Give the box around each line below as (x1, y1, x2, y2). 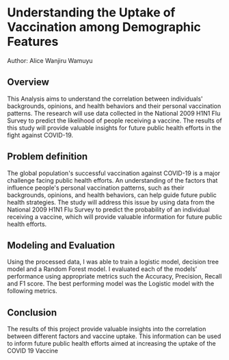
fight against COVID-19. (7, 131, 74, 139)
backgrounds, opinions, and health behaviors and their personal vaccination (7, 101, 221, 110)
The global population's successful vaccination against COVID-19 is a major (7, 169, 221, 177)
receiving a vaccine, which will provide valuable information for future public (7, 212, 222, 220)
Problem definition (7, 151, 88, 162)
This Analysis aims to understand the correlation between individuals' (7, 94, 203, 103)
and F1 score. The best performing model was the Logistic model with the (7, 279, 215, 288)
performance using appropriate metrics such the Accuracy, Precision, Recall (7, 272, 222, 281)
